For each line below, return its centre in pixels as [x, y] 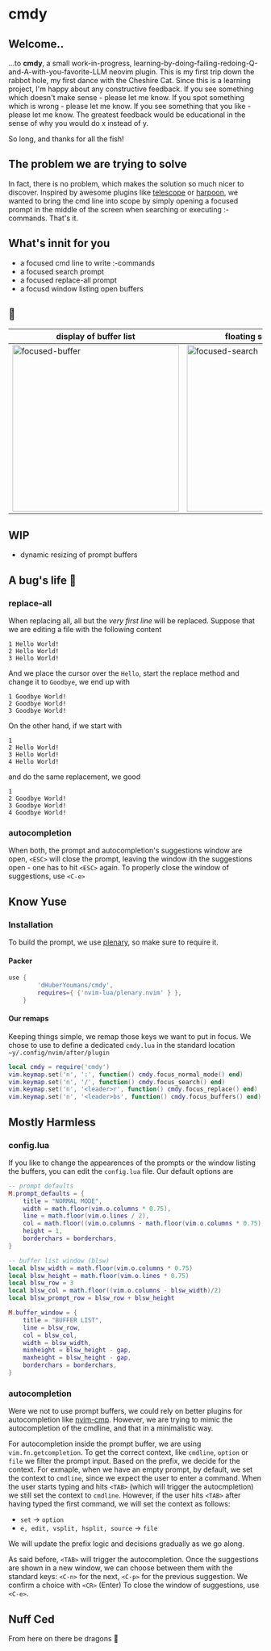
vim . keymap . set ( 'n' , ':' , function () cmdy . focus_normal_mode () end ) [126, 1075]
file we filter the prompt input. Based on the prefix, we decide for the [124, 1461]
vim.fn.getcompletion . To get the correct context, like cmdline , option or [128, 1452]
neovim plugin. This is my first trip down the [181, 72]
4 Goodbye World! [38, 812]
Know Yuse [38, 901]
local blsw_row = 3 [41, 1283]
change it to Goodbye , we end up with [69, 681]
